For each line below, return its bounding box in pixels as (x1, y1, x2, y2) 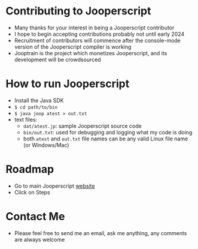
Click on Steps (14, 188, 50, 196)
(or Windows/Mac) (23, 141, 69, 148)
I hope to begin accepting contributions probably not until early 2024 (14, 30, 185, 37)
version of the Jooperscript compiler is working (14, 43, 132, 50)
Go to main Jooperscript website (14, 182, 95, 190)
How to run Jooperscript (5, 77, 130, 91)
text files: (14, 116, 38, 123)
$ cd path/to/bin (14, 104, 58, 110)
